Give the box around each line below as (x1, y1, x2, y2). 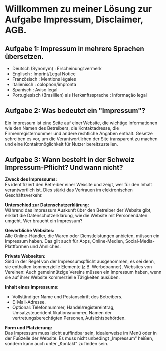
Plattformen (5, 243, 29, 249)
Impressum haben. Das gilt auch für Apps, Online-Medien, (5, 238, 124, 244)
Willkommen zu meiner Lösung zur (5, 3, 152, 15)
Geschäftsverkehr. (5, 192, 43, 198)
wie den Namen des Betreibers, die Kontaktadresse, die (5, 125, 119, 131)
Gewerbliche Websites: (5, 227, 55, 233)
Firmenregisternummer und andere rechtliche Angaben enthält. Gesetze (5, 130, 153, 136)
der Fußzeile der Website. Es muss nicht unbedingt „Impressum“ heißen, (5, 335, 153, 341)
